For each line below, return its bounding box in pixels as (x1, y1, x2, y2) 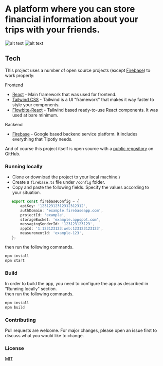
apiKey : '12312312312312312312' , (20, 203, 89, 208)
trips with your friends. (5, 24, 100, 35)
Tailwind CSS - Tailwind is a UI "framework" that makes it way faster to (12, 96, 154, 102)
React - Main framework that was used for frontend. (12, 91, 117, 97)
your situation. (12, 190, 41, 195)
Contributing (5, 316, 36, 323)
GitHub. (5, 151, 20, 156)
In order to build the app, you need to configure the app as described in (5, 280, 148, 286)
